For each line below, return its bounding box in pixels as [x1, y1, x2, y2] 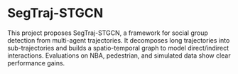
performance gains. [7, 58, 65, 67]
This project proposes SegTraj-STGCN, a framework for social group [7, 28, 208, 37]
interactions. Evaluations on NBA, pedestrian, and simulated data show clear [7, 51, 231, 60]
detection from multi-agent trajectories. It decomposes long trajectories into [7, 36, 230, 44]
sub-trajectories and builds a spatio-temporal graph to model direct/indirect [7, 43, 229, 52]
